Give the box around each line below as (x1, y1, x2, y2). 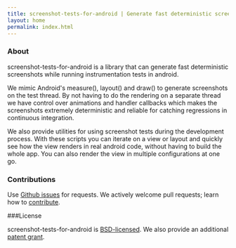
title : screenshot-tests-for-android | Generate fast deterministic (7, 10, 212, 18)
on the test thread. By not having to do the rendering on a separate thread (7, 91, 221, 99)
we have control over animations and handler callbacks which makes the (7, 98, 218, 107)
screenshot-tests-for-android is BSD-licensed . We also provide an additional (7, 225, 229, 233)
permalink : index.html (7, 23, 74, 30)
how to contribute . (7, 197, 61, 206)
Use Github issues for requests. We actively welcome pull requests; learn (7, 190, 219, 199)
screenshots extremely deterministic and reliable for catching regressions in (7, 106, 228, 115)
